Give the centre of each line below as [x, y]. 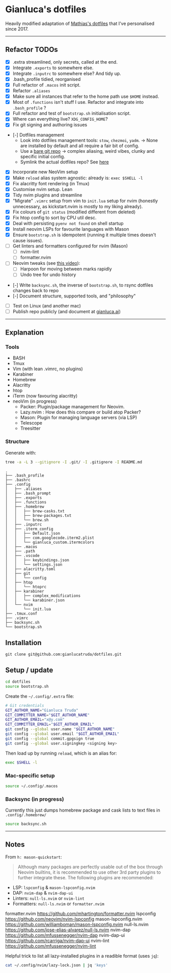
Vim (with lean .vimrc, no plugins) [48, 369]
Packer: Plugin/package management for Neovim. [72, 407]
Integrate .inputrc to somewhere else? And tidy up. [67, 73]
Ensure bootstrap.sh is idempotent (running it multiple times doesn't [84, 235]
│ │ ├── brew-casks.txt [35, 511]
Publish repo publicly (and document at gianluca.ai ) [67, 311]
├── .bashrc [18, 480]
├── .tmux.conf [21, 614]
